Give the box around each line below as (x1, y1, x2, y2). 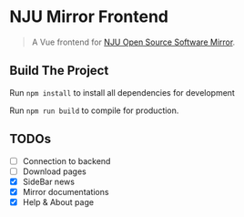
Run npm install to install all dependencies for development (9, 87, 235, 98)
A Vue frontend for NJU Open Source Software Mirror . (31, 36, 236, 47)
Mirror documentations (22, 186, 109, 197)
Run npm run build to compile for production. (9, 105, 179, 116)
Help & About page (22, 196, 94, 207)
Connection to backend (22, 155, 111, 166)
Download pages (22, 166, 86, 177)
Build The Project (9, 63, 109, 78)
